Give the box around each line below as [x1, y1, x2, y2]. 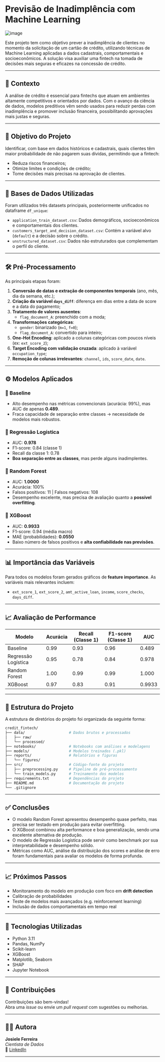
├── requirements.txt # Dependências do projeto [5, 776, 124, 781]
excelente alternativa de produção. [12, 832, 83, 838]
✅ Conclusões [5, 803, 50, 812]
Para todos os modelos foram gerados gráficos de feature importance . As [5, 574, 156, 580]
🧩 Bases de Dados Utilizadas [5, 189, 94, 198]
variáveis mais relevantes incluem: [5, 579, 75, 585]
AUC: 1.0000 [12, 479, 39, 485]
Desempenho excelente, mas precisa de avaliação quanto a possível [12, 494, 152, 500]
